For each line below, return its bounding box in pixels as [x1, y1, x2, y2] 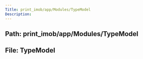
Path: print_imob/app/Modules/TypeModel [5, 30, 139, 38]
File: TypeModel [5, 46, 55, 55]
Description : [5, 12, 32, 17]
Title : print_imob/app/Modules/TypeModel [5, 7, 91, 12]
